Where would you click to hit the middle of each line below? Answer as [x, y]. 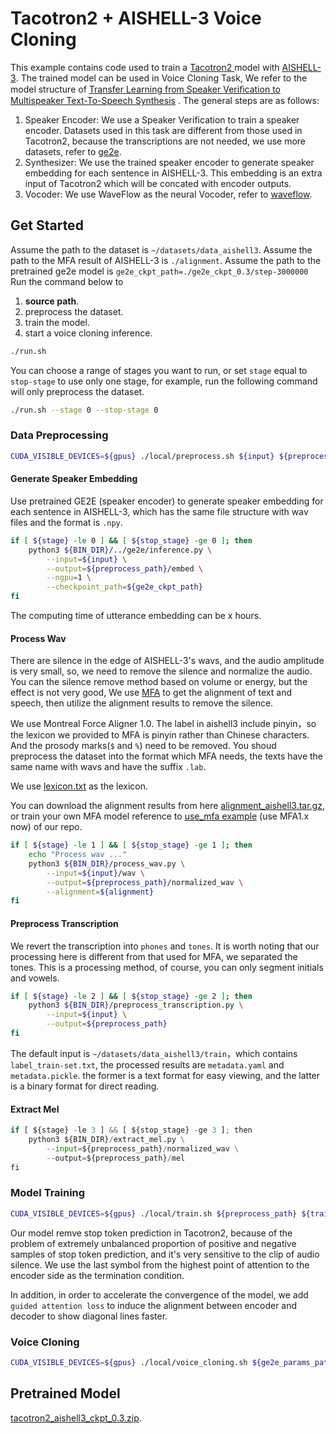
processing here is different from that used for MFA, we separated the [154, 956]
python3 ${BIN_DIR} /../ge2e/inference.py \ [120, 550]
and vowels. [35, 978]
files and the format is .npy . [66, 522]
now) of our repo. [46, 827]
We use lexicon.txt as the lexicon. [79, 786]
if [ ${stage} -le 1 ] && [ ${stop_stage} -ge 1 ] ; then [131, 845]
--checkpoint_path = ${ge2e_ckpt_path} [124, 587]
